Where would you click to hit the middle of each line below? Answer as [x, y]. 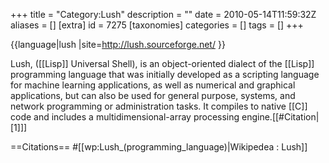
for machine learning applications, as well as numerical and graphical [153, 85]
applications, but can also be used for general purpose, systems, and [153, 95]
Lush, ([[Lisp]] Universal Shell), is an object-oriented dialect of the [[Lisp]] [162, 63]
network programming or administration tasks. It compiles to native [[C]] [159, 106]
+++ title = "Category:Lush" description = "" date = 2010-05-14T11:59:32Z [163, 14]
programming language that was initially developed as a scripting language [165, 74]
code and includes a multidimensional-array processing [125, 117]
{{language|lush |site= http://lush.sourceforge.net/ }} [118, 44]
